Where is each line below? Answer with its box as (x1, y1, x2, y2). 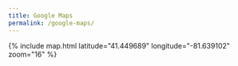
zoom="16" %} (8, 49, 58, 59)
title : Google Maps (8, 11, 73, 20)
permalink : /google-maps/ (8, 19, 94, 27)
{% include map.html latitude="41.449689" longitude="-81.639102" (8, 41, 230, 50)
